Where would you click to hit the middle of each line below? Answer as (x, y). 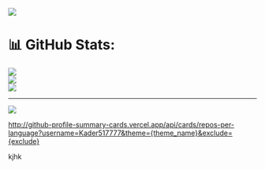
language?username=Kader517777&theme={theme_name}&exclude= (120, 133)
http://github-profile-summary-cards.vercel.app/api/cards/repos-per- (121, 124)
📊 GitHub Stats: (62, 45)
